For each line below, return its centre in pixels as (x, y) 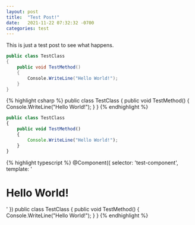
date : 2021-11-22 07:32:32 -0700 (50, 23)
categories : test (28, 28)
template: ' (19, 169)
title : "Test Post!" (33, 17)
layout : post (22, 12)
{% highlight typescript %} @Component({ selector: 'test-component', (92, 162)
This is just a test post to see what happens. (60, 45)
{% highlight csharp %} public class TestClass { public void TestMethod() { (98, 101)
